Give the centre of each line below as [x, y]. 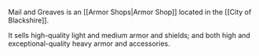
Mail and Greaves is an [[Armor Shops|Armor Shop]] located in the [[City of [130, 12]
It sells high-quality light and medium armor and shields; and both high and [129, 35]
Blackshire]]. [29, 20]
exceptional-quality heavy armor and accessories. [89, 44]
